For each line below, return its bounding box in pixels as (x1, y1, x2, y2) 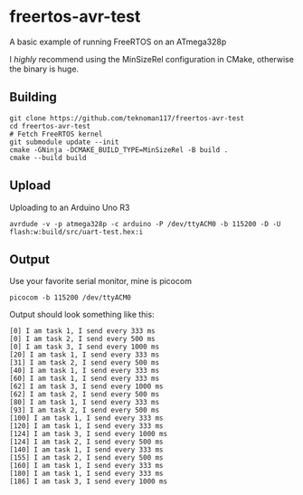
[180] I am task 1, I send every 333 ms (9, 469, 165, 479)
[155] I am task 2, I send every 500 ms (9, 453, 165, 462)
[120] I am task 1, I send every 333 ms (9, 422, 165, 431)
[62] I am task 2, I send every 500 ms (9, 390, 160, 399)
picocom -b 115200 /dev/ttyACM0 (9, 293, 131, 302)
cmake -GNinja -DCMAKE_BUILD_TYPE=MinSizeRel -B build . (9, 145, 229, 155)
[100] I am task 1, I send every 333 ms (9, 414, 165, 423)
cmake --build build (9, 153, 88, 162)
